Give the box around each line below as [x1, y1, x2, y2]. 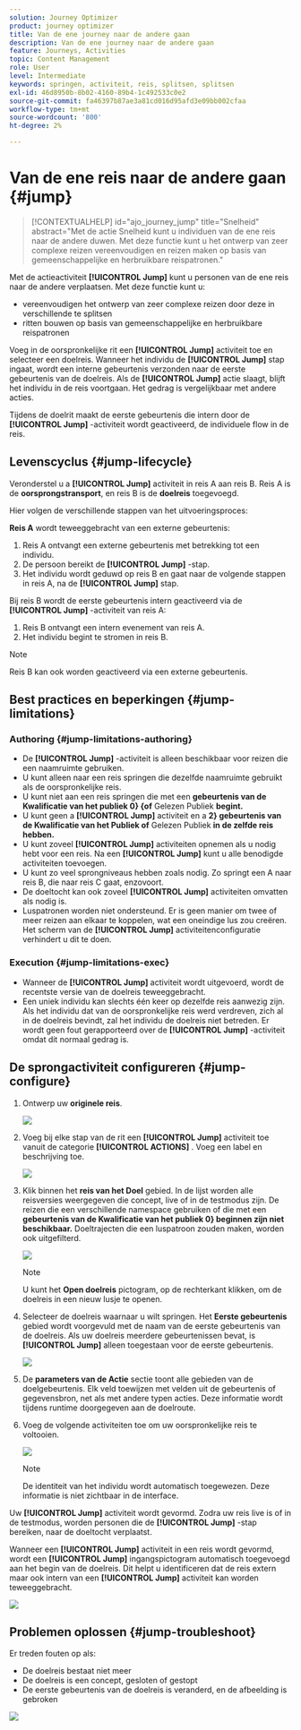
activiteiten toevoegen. [21, 858, 107, 869]
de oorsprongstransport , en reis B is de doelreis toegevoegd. [9, 487, 239, 498]
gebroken [21, 1694, 58, 1705]
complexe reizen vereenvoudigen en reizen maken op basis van [30, 244, 267, 255]
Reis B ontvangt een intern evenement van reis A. [21, 621, 205, 632]
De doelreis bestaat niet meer [21, 1666, 132, 1676]
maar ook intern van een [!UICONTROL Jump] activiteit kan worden [9, 1572, 260, 1583]
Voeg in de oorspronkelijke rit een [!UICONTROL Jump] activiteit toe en [9, 344, 273, 355]
